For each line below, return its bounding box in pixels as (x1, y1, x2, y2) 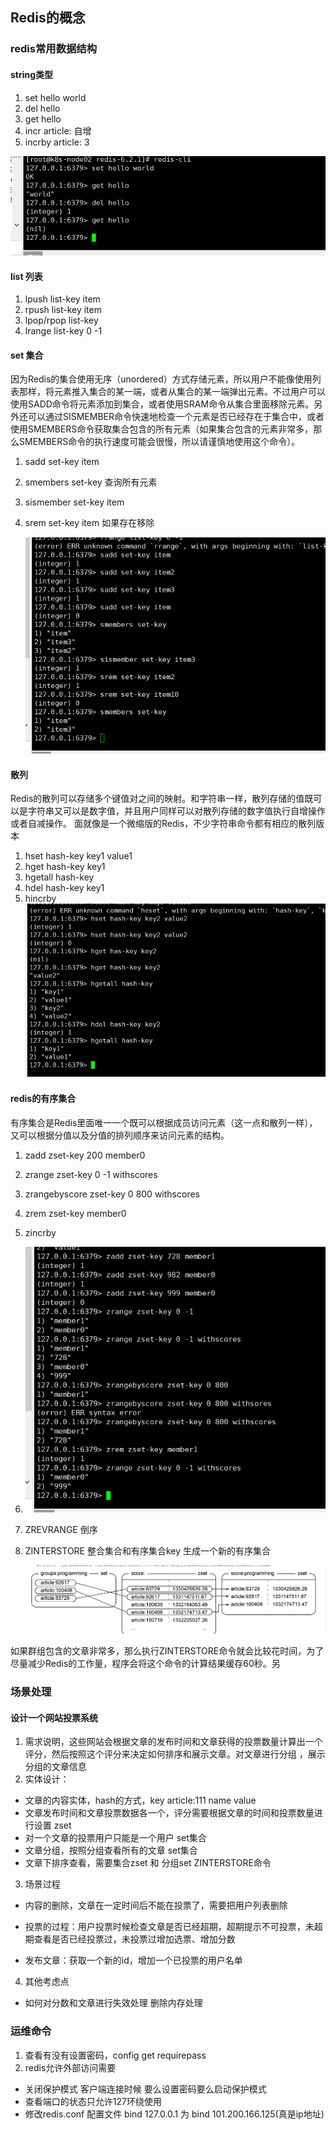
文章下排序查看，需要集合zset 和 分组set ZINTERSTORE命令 (24, 1857, 272, 1869)
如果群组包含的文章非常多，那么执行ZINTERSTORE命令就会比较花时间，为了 (10, 1645, 325, 1657)
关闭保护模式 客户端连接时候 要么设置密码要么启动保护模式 (24, 2083, 267, 2095)
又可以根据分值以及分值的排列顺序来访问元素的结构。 (10, 1129, 230, 1141)
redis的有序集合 (10, 1093, 77, 1105)
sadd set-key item (24, 456, 100, 468)
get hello (24, 113, 62, 125)
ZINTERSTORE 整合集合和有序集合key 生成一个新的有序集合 (24, 1544, 272, 1557)
